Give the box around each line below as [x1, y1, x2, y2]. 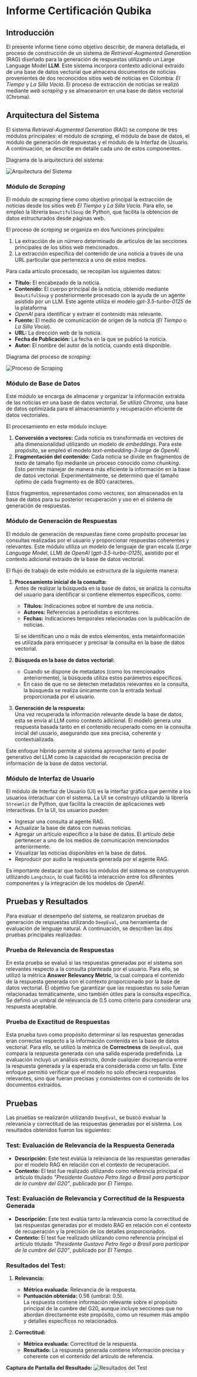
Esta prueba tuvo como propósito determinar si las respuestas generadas [6, 1031, 184, 1038]
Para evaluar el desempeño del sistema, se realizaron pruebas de [6, 912, 165, 919]
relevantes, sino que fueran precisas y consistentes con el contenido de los [6, 1075, 189, 1082]
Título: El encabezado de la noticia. [14, 279, 101, 287]
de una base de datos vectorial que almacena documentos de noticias [6, 68, 176, 75]
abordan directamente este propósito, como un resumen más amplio [23, 1311, 189, 1319]
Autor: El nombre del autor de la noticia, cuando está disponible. [14, 342, 172, 349]
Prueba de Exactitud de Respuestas [6, 1018, 110, 1026]
